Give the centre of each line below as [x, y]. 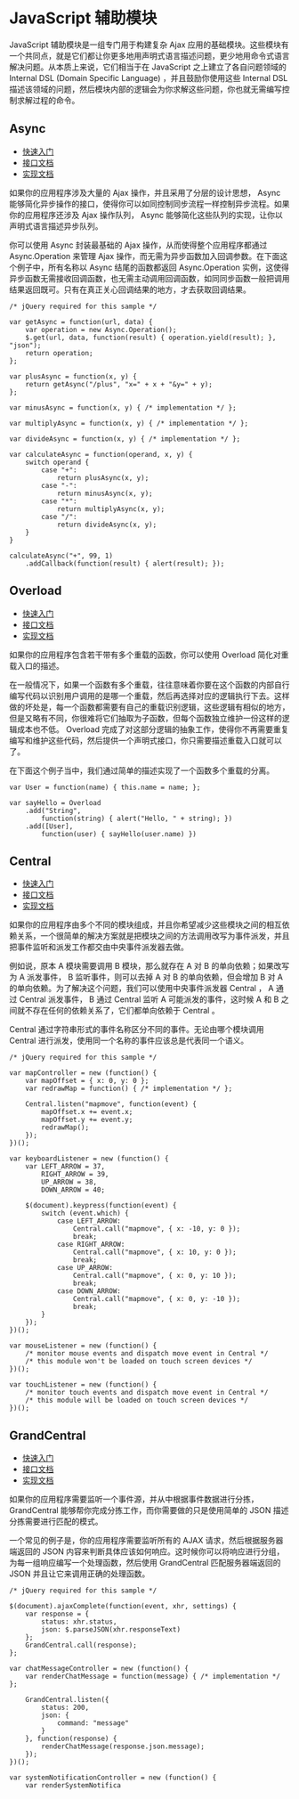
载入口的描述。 [36, 665]
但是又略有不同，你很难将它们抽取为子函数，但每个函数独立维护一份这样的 [145, 718]
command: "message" [93, 1723]
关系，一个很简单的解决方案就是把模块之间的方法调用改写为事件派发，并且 [153, 936]
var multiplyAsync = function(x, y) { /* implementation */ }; [129, 423]
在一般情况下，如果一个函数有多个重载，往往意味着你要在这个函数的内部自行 [149, 684]
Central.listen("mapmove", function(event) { [111, 1104]
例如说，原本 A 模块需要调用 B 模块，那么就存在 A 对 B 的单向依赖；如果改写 [149, 966]
